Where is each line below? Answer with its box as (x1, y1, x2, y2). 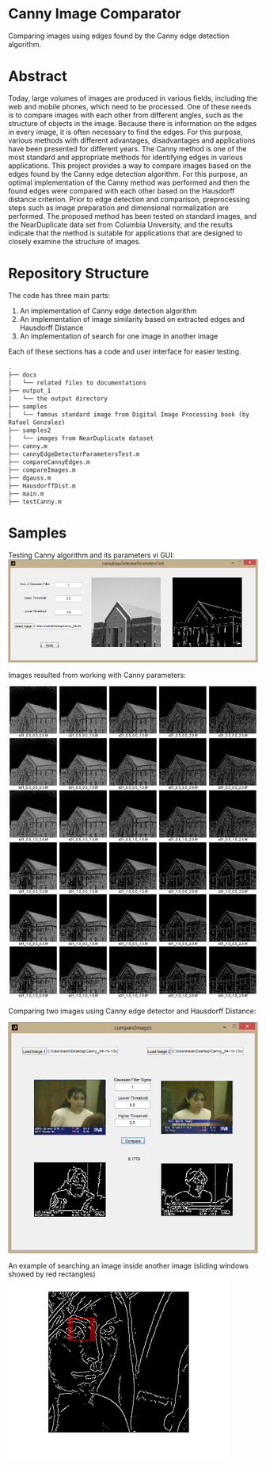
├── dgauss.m (8, 473, 51, 482)
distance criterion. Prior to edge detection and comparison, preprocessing (8, 194, 251, 204)
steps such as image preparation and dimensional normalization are (8, 203, 230, 212)
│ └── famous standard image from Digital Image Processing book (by (8, 410, 249, 419)
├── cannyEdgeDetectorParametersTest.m (8, 450, 140, 458)
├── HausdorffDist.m (8, 481, 77, 490)
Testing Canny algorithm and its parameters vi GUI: (8, 550, 175, 560)
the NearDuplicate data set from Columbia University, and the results (8, 220, 234, 229)
